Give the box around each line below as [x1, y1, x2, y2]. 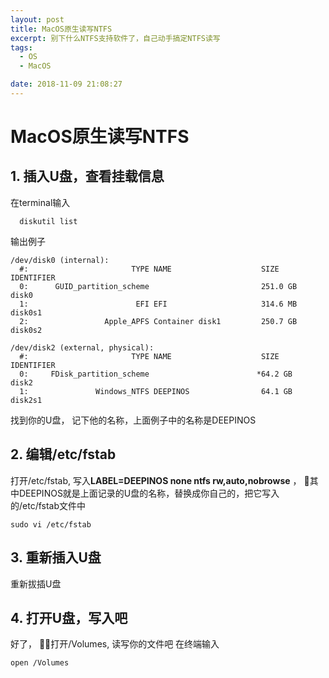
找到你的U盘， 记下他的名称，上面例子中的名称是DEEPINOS [10, 414, 257, 426]
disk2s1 [10, 395, 43, 405]
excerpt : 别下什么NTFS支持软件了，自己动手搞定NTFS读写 [10, 33, 221, 43]
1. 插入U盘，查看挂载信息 [10, 168, 165, 185]
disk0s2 [10, 325, 43, 335]
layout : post [10, 14, 65, 25]
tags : [10, 42, 33, 53]
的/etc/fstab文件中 [10, 499, 87, 511]
